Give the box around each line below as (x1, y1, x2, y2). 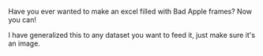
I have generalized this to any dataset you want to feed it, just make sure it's (8, 31, 255, 39)
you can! (8, 15, 37, 24)
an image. (8, 39, 41, 48)
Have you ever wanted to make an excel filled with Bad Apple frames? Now (8, 7, 253, 16)
